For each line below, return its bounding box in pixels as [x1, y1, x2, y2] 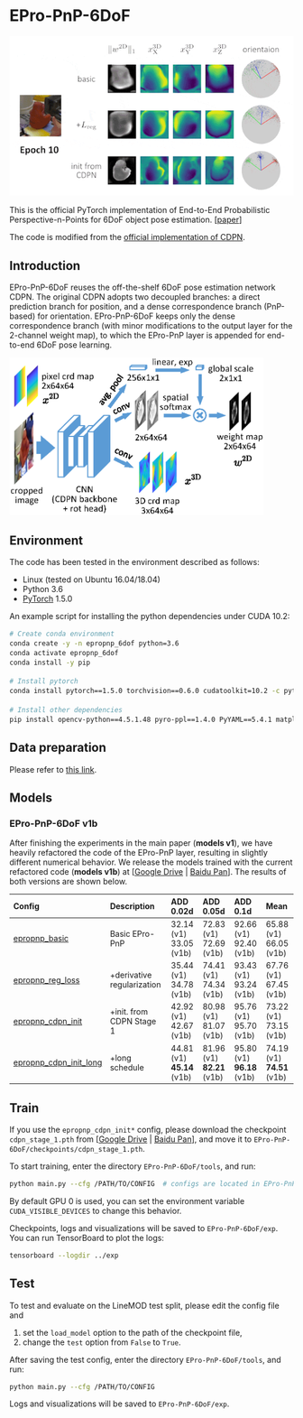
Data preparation [9, 740, 106, 755]
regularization [109, 979, 161, 990]
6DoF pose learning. [36, 339, 113, 350]
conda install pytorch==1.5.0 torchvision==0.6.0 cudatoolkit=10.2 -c [9, 687, 280, 696]
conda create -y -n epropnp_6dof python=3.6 [9, 638, 179, 648]
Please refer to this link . [9, 764, 97, 774]
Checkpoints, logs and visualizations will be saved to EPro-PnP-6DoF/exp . [9, 1222, 279, 1233]
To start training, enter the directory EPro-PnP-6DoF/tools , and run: [9, 1161, 256, 1172]
